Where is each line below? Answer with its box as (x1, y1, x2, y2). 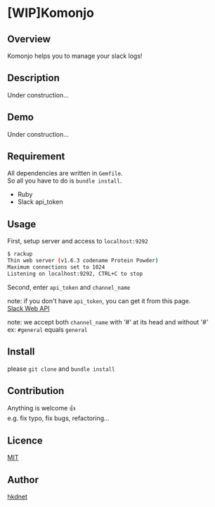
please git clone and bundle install (7, 365, 115, 373)
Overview (7, 33, 51, 45)
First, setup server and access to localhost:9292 (7, 237, 149, 245)
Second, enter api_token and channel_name (7, 283, 131, 291)
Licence (7, 434, 44, 446)
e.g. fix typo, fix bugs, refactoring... (7, 414, 110, 422)
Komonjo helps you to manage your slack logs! (7, 51, 143, 60)
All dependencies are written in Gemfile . (7, 169, 123, 178)
